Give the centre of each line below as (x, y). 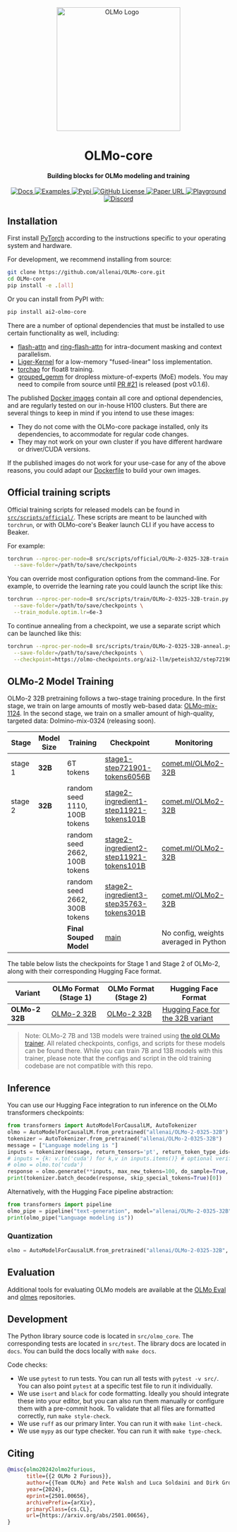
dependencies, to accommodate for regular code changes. (103, 434)
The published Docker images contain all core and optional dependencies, (115, 398)
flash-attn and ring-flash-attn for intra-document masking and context (120, 346)
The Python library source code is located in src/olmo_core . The (101, 1336)
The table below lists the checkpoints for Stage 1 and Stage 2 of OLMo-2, (114, 964)
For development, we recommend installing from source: (90, 259)
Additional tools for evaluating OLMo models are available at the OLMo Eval (117, 1290)
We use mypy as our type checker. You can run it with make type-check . (120, 1431)
